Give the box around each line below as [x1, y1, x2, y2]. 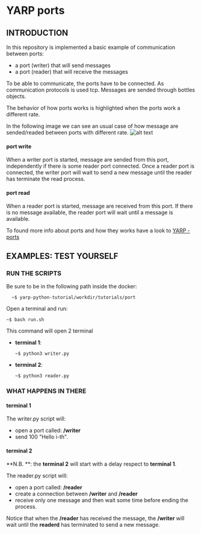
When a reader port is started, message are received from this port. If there [6, 203, 193, 210]
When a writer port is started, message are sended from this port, [6, 156, 169, 164]
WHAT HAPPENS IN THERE [6, 387, 87, 395]
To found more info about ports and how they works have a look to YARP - [6, 227, 191, 234]
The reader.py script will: [6, 472, 68, 480]
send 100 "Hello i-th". [14, 433, 68, 440]
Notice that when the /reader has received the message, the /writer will [6, 515, 185, 522]
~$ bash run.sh [6, 317, 45, 323]
